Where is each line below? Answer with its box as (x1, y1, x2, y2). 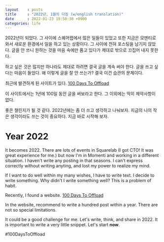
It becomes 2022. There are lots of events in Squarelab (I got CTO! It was (5, 147, 154, 153)
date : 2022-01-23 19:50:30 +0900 (5, 16, 87, 21)
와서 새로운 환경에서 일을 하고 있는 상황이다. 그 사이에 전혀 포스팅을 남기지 (5, 41, 147, 47)
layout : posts (5, 7, 43, 12)
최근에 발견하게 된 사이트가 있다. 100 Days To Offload (5, 81, 109, 86)
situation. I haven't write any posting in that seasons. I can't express (5, 158, 143, 163)
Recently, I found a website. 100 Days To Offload (5, 192, 104, 198)
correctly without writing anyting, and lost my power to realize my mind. (5, 163, 151, 169)
